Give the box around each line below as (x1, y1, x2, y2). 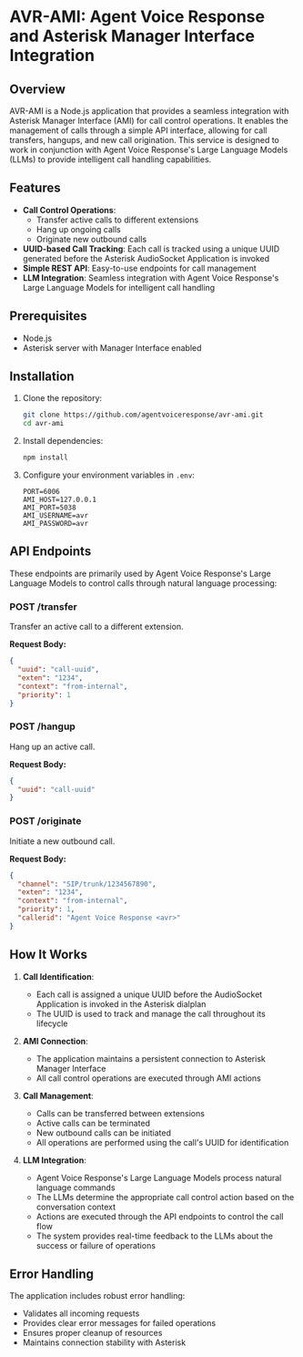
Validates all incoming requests (22, 1308, 140, 1319)
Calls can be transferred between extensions (35, 1107, 205, 1118)
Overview (9, 81, 66, 97)
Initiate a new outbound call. (9, 836, 116, 847)
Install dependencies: (22, 436, 104, 447)
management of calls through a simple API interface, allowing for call (9, 125, 268, 136)
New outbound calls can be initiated (35, 1127, 171, 1138)
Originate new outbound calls (35, 233, 147, 244)
